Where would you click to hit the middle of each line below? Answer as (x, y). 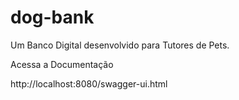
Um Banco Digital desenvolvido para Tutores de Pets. (120, 45)
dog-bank (52, 17)
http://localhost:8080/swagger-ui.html (89, 83)
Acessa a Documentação (62, 64)
